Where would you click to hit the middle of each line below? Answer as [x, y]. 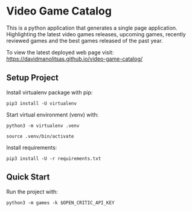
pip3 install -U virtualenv [42, 103]
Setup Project [33, 78]
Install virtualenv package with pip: [50, 92]
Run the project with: [32, 191]
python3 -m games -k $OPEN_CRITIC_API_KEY [60, 203]
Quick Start [28, 177]
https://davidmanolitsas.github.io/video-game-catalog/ [75, 59]
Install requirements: [32, 147]
